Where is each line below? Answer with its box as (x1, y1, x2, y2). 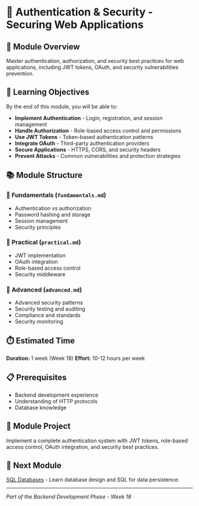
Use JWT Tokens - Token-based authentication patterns (14, 133, 153, 140)
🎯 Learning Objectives (6, 87, 90, 97)
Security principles (14, 223, 61, 230)
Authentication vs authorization (14, 204, 92, 211)
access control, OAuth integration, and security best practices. (6, 443, 159, 450)
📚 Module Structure (6, 170, 83, 181)
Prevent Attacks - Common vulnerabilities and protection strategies (14, 152, 181, 159)
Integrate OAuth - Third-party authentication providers (14, 140, 150, 147)
